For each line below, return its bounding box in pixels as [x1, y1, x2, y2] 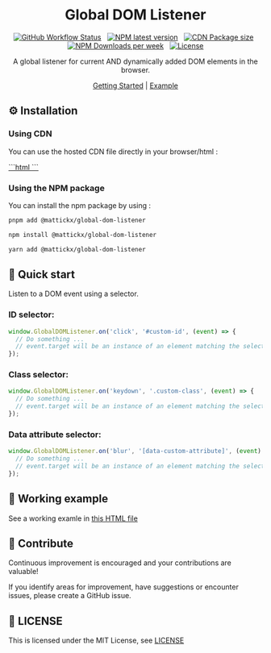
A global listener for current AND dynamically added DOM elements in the [13, 56, 258, 66]
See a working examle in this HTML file [8, 514, 139, 523]
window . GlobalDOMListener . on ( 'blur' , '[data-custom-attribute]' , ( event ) [8, 447, 262, 455]
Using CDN [8, 128, 52, 139]
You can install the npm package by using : [8, 200, 152, 210]
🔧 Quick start [8, 268, 75, 281]
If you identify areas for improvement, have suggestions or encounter [8, 582, 240, 592]
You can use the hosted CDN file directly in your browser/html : [8, 147, 219, 156]
